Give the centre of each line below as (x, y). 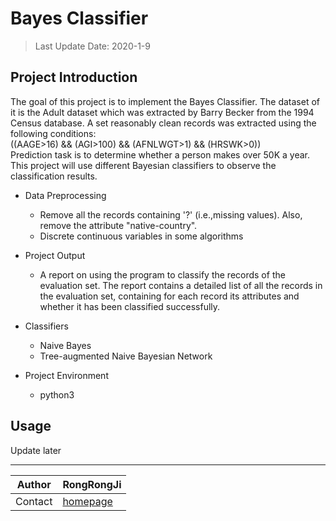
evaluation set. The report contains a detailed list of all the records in (181, 285)
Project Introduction (74, 77)
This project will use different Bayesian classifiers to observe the (143, 165)
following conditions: (53, 133)
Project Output (55, 255)
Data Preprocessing (65, 195)
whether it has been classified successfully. (130, 306)
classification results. (54, 176)
